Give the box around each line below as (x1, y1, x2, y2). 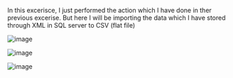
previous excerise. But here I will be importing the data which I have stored (7, 13, 226, 22)
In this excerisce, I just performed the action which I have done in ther (7, 6, 212, 14)
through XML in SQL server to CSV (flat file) (7, 21, 136, 29)
